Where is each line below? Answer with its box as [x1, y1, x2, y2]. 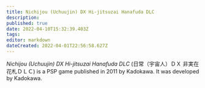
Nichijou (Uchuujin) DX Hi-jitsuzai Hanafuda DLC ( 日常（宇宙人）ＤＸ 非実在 [6, 60, 199, 67]
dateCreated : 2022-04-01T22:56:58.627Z [6, 43, 108, 49]
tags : [6, 32, 20, 38]
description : [6, 15, 40, 21]
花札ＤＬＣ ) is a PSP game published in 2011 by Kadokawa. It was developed [6, 67, 199, 75]
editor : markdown [6, 37, 51, 43]
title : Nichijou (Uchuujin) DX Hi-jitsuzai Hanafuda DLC [6, 8, 155, 15]
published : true [6, 20, 48, 26]
